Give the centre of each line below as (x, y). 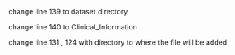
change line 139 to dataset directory (68, 12)
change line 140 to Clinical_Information (73, 27)
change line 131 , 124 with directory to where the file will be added (118, 42)
